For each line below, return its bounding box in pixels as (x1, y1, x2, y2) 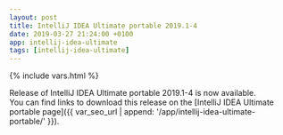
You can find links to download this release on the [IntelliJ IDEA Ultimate (9, 97, 274, 107)
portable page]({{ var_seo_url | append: (9, 107, 154, 117)
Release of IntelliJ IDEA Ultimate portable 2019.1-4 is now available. (9, 88, 256, 99)
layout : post (9, 12, 58, 22)
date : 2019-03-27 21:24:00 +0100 (9, 29, 134, 38)
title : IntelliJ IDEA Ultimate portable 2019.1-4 (9, 21, 198, 30)
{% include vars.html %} (9, 70, 100, 81)
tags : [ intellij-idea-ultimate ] (9, 46, 129, 55)
